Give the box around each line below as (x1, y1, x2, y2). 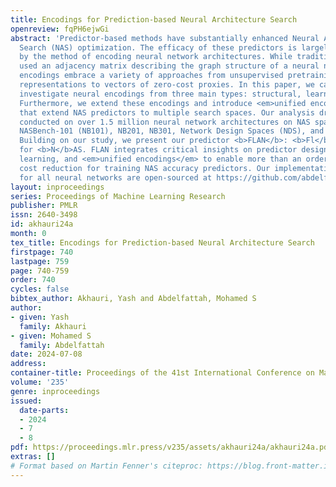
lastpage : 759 (10, 256, 70, 266)
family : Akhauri (19, 321, 87, 331)
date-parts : (19, 405, 70, 415)
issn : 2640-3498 (10, 210, 78, 220)
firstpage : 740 (10, 247, 74, 257)
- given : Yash (10, 312, 70, 322)
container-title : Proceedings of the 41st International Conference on (10, 368, 315, 378)
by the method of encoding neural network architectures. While (19, 52, 293, 62)
